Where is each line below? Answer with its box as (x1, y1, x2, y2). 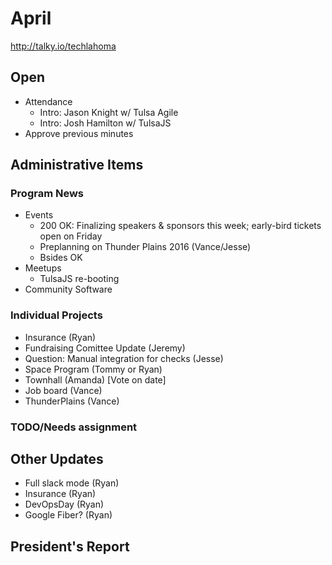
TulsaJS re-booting (39, 273, 120, 285)
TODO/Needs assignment (10, 420, 138, 434)
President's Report (10, 538, 130, 555)
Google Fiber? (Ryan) (24, 509, 113, 521)
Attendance (24, 95, 73, 107)
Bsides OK (39, 252, 83, 264)
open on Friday (39, 230, 103, 242)
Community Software (24, 283, 113, 296)
